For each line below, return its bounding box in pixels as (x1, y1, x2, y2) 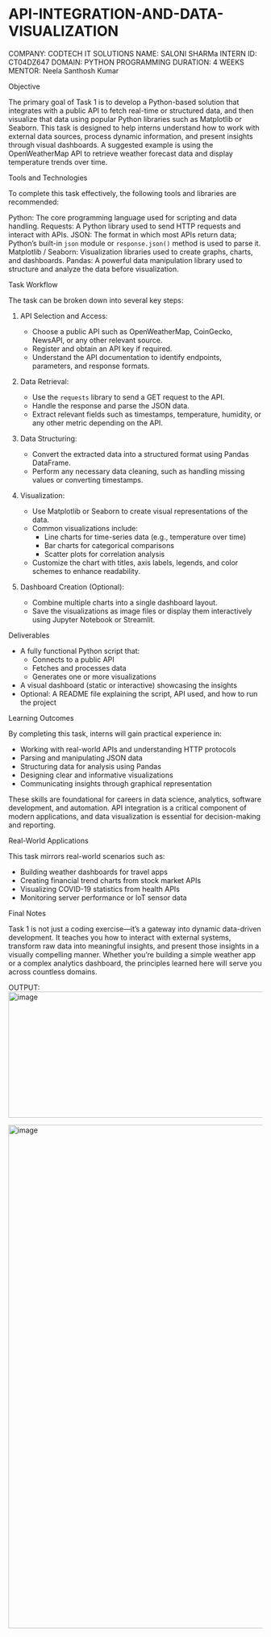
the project (19, 697, 56, 707)
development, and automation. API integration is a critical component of (8, 802, 248, 812)
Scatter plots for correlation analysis (44, 549, 165, 559)
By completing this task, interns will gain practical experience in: (8, 728, 222, 739)
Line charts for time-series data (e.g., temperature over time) (44, 532, 247, 542)
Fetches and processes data (31, 663, 127, 672)
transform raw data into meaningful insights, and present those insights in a (8, 941, 260, 951)
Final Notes (8, 908, 47, 918)
